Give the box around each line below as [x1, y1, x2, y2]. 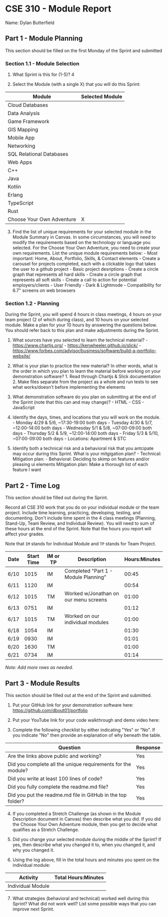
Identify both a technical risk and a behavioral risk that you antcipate [12, 445, 154, 451]
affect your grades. [5, 531, 45, 537]
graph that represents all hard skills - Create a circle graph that [12, 272, 142, 278]
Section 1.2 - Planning [5, 300, 59, 307]
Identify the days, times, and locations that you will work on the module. [12, 414, 161, 420]
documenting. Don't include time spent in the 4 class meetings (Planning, [5, 515, 156, 521]
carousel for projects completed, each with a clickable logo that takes [12, 261, 156, 267]
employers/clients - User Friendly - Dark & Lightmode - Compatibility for [12, 282, 161, 288]
